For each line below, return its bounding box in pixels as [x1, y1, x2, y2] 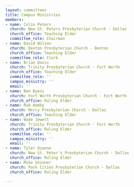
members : [5, 17, 24, 22]
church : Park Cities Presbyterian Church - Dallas [10, 164, 120, 170]
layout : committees [5, 7, 47, 13]
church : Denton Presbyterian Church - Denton [10, 46, 109, 51]
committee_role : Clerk [10, 55, 58, 60]
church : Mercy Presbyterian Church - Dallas [10, 108, 106, 113]
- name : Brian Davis [5, 60, 50, 65]
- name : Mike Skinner [5, 160, 52, 165]
